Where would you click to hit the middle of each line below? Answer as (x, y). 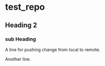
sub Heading (21, 39)
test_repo (25, 7)
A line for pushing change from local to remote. (53, 49)
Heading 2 (21, 25)
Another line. (18, 59)
